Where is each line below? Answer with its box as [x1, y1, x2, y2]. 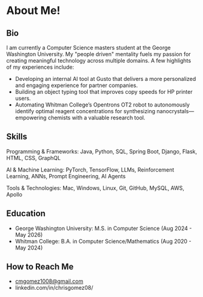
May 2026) [15, 231, 43, 238]
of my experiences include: [6, 63, 75, 71]
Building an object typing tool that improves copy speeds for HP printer [15, 88, 193, 95]
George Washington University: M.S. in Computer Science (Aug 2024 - [15, 225, 192, 232]
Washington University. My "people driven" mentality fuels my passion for [6, 51, 191, 58]
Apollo [6, 190, 22, 198]
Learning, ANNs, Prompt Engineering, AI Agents [6, 172, 126, 180]
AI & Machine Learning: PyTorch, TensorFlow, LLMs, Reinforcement [6, 166, 175, 173]
